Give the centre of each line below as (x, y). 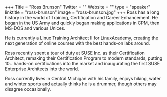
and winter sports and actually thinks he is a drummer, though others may (81, 84)
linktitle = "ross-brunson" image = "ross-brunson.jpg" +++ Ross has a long (82, 12)
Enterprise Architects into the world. (42, 69)
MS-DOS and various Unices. (35, 28)
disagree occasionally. (28, 89)
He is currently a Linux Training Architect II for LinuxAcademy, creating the (82, 38)
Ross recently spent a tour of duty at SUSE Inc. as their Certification (75, 53)
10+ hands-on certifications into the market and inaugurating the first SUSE (83, 63)
